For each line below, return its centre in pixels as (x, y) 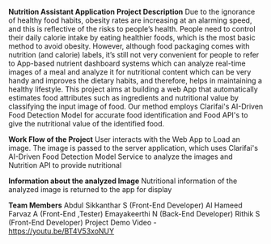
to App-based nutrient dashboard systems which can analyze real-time (127, 63)
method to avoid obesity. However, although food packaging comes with (129, 46)
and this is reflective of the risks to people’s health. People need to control (132, 29)
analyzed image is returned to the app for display (90, 189)
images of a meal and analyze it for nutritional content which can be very (130, 72)
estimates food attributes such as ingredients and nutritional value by (123, 98)
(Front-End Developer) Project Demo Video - (83, 223)
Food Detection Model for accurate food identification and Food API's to (128, 115)
